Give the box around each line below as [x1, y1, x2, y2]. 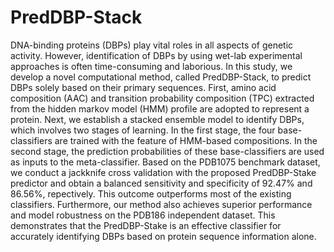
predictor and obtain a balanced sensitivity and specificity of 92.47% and [10, 177, 313, 189]
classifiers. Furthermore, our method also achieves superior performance [10, 198, 313, 210]
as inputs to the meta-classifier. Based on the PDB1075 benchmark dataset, [10, 156, 321, 168]
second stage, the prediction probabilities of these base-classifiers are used [10, 145, 325, 157]
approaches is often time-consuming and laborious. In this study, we [10, 60, 293, 72]
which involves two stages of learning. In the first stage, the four [10, 124, 276, 136]
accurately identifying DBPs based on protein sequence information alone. [10, 230, 317, 242]
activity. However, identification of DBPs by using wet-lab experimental [10, 49, 303, 61]
